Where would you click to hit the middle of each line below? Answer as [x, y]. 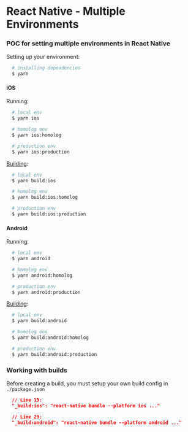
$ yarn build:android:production [55, 354]
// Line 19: [27, 400]
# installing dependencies [46, 68]
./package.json [26, 389]
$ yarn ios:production [41, 152]
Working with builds [37, 370]
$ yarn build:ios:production [49, 214]
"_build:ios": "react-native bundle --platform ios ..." [86, 406]
